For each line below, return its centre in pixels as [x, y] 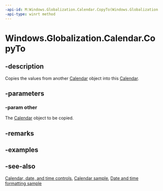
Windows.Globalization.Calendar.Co [80, 38]
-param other [21, 107]
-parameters [25, 93]
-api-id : [14, 10]
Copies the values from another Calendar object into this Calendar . [72, 78]
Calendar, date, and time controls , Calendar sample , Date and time [72, 178]
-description [24, 67]
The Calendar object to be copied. [40, 118]
